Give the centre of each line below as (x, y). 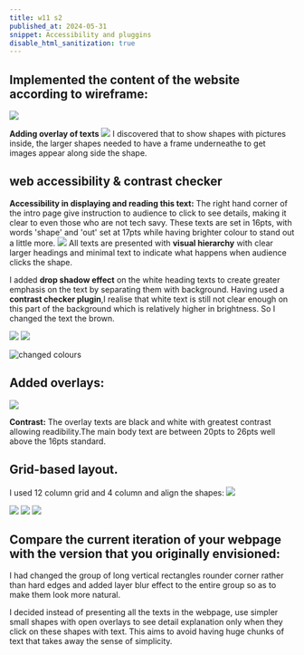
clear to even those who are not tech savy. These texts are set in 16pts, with (151, 222)
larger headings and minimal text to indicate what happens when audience (148, 252)
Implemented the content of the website (125, 79)
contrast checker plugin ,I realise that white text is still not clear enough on (149, 299)
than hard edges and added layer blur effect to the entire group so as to (143, 585)
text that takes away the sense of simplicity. (91, 641)
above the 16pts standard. (58, 441)
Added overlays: (57, 383)
